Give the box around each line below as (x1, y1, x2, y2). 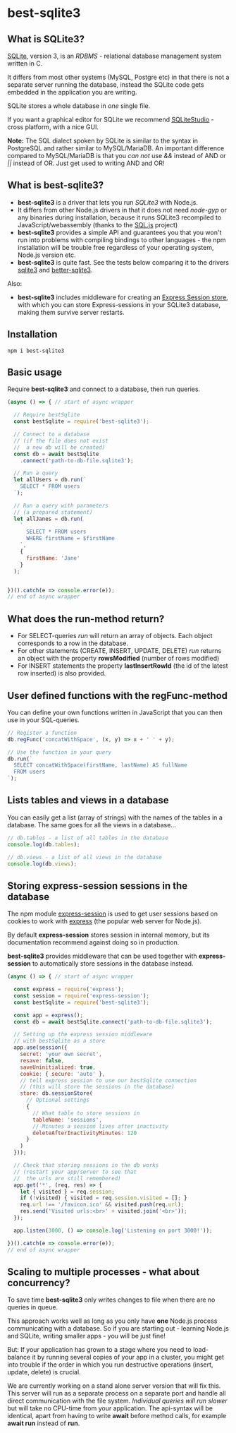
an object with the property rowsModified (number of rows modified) (17, 654, 220, 663)
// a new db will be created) (13, 443, 106, 451)
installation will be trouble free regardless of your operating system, (17, 243, 214, 251)
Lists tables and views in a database (7, 794, 169, 806)
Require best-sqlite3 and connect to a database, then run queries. (7, 385, 201, 393)
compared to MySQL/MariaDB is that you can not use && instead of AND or (7, 152, 227, 160)
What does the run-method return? (7, 613, 165, 625)
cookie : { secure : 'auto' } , (20, 1070, 106, 1077)
